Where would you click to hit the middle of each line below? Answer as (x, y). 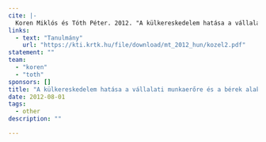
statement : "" (32, 52)
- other (28, 112)
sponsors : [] (30, 82)
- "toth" (30, 75)
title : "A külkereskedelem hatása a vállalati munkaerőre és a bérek (125, 89)
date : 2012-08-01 (37, 97)
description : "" (35, 119)
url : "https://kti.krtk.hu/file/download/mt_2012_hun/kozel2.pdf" (134, 45)
